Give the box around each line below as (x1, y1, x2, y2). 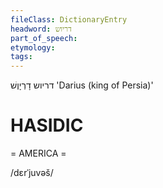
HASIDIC (10, 114, 84, 137)
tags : (10, 52, 33, 62)
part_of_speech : (10, 33, 78, 43)
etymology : (10, 42, 56, 53)
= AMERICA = (10, 147, 67, 160)
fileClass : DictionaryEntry (10, 14, 128, 25)
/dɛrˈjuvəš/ (10, 167, 54, 179)
